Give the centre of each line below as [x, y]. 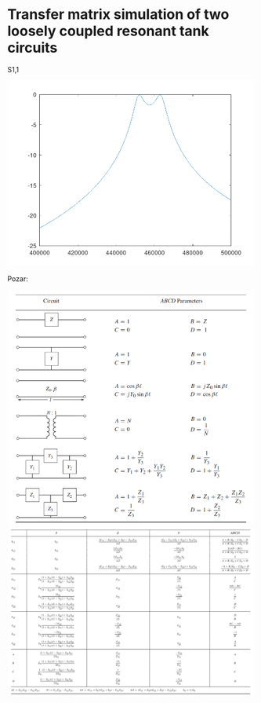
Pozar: [18, 279]
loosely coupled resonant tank [108, 31]
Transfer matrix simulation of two [118, 15]
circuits [33, 48]
